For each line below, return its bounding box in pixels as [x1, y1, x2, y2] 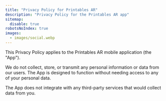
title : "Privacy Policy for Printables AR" [5, 7, 98, 13]
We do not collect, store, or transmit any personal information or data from [5, 64, 159, 70]
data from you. [5, 90, 36, 96]
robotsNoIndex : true [5, 26, 49, 31]
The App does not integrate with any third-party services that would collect [5, 84, 161, 90]
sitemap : [5, 17, 24, 22]
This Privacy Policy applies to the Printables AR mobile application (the [5, 49, 152, 55]
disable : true [10, 21, 39, 27]
